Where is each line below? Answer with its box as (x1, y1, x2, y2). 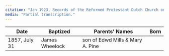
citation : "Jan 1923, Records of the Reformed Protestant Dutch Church (5, 7, 158, 12)
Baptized (48, 28, 70, 35)
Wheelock (41, 42, 65, 49)
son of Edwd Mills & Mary (82, 36, 142, 43)
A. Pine (82, 42, 99, 49)
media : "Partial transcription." (5, 12, 75, 17)
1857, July (8, 36, 34, 43)
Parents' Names (94, 28, 133, 35)
